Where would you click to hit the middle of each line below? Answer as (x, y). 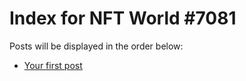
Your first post (53, 65)
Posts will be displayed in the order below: (96, 46)
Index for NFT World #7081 (123, 18)
